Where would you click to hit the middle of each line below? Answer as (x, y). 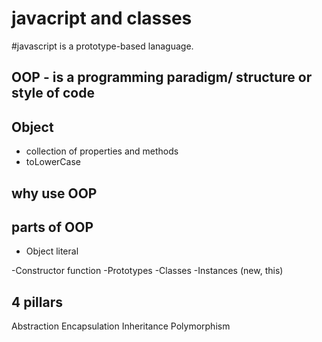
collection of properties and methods (102, 151)
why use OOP (54, 193)
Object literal (52, 251)
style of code (53, 93)
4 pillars (37, 302)
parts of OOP (52, 227)
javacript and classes (102, 18)
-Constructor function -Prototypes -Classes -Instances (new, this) (147, 271)
